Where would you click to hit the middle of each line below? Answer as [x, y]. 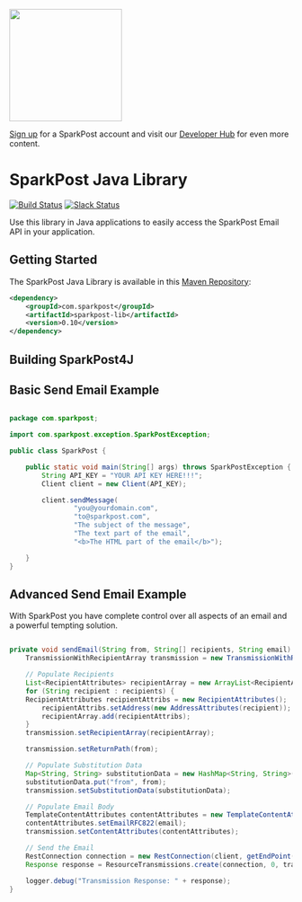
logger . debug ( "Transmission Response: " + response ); [128, 880]
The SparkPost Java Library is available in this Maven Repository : [130, 281]
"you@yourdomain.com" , [116, 508]
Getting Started [53, 260]
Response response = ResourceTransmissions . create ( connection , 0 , [152, 864]
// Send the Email [60, 848]
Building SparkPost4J [72, 359]
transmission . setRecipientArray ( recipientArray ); [120, 733]
